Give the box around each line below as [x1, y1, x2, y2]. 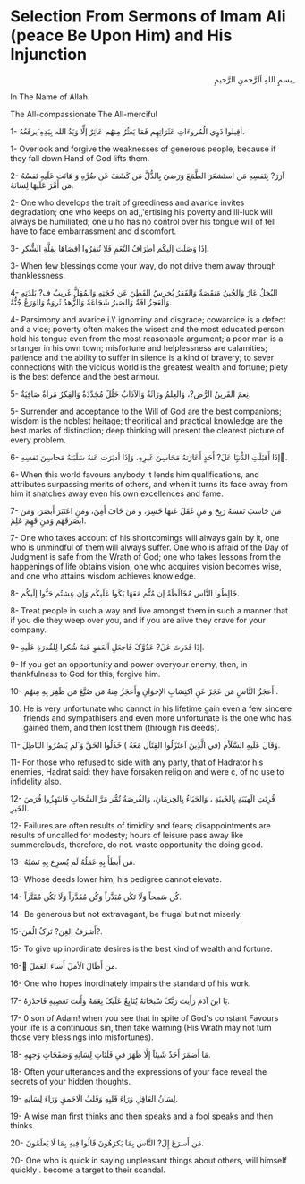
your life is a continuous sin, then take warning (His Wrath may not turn [10, 1022, 272, 1033]
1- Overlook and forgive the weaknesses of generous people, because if [10, 143, 276, 154]
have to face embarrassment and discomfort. [10, 226, 177, 236]
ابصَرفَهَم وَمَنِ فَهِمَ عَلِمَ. [10, 515, 87, 526]
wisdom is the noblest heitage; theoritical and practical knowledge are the [10, 415, 283, 426]
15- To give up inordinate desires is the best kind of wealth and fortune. [10, 943, 273, 954]
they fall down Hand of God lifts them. [10, 152, 150, 163]
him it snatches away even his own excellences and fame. [10, 488, 224, 499]
